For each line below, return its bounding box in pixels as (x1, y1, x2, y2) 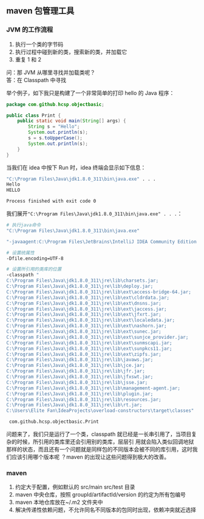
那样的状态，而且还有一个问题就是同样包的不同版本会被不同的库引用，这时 (6, 446, 192, 453)
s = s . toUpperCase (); (28, 135, 83, 141)
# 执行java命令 (6, 222, 41, 228)
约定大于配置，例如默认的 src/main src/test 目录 (15, 483, 135, 491)
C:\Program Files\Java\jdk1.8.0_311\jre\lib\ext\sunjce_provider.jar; (6, 334, 189, 340)
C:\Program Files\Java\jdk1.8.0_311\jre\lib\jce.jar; (6, 363, 146, 369)
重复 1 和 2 (15, 55, 41, 63)
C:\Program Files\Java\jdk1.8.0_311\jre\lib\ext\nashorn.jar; (6, 323, 167, 329)
